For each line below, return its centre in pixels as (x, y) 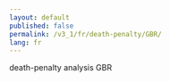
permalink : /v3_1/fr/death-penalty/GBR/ (86, 34)
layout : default (39, 17)
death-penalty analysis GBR (61, 68)
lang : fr (25, 42)
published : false (42, 26)
